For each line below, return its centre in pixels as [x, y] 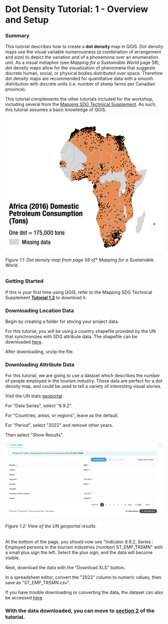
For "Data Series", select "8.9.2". [39, 406]
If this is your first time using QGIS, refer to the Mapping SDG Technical [79, 292]
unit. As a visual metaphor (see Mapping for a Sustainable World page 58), [83, 63]
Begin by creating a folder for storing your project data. [62, 322]
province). [16, 90]
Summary [18, 36]
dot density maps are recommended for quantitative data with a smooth [79, 78]
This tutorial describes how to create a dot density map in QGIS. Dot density [84, 47]
